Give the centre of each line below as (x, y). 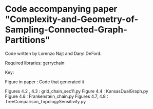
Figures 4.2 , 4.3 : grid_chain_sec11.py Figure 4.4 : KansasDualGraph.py (77, 91)
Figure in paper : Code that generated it (45, 82)
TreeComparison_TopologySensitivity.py (46, 101)
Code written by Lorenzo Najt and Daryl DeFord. (53, 53)
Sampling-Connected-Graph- (66, 30)
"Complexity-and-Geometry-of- (72, 19)
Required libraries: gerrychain (35, 63)
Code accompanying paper (61, 9)
